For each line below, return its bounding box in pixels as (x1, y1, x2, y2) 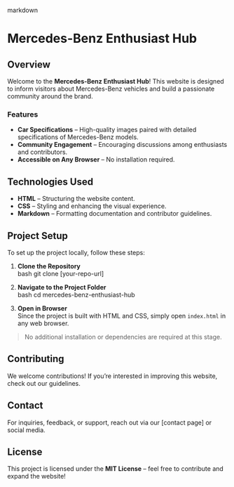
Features (7, 109, 39, 119)
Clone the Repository (17, 261, 81, 270)
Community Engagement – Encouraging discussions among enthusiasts (17, 141, 228, 149)
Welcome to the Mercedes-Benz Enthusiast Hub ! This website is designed (7, 77, 224, 85)
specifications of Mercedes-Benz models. (17, 133, 139, 141)
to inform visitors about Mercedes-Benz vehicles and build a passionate (7, 84, 215, 93)
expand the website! (7, 472, 67, 481)
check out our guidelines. (7, 379, 81, 387)
